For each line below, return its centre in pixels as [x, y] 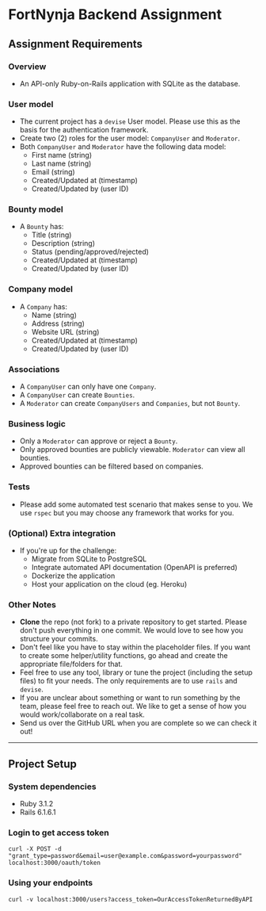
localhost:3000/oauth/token [55, 863]
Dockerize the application [73, 576]
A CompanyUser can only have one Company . [88, 387]
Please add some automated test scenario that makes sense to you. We [136, 504]
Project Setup [43, 764]
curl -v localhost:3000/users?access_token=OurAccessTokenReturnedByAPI [131, 899]
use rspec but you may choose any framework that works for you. [127, 512]
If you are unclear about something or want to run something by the [130, 698]
